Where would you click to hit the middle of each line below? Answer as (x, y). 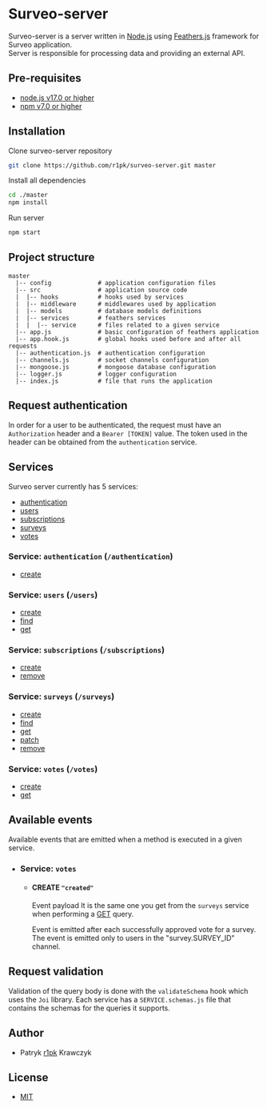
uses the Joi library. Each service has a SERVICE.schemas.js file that (120, 999)
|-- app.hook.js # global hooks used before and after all (128, 339)
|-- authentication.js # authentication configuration (110, 353)
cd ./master (28, 195)
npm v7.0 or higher (51, 106)
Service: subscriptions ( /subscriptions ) (87, 650)
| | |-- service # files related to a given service (118, 325)
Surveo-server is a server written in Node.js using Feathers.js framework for (134, 36)
